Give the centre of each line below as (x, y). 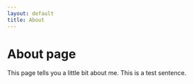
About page (42, 54)
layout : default (30, 13)
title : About (26, 20)
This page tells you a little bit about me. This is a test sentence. (97, 73)
